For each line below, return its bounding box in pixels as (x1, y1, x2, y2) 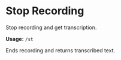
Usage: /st (5, 35, 34, 42)
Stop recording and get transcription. (5, 24, 97, 31)
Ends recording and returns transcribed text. (5, 46, 115, 54)
